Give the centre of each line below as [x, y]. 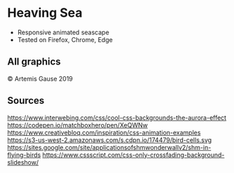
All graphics [34, 62]
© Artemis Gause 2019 [40, 78]
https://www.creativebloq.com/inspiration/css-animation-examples [104, 132]
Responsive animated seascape [63, 32]
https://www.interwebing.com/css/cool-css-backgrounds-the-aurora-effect [117, 118]
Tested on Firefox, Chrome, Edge [65, 39]
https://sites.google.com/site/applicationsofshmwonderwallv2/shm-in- [109, 147]
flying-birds [24, 155]
